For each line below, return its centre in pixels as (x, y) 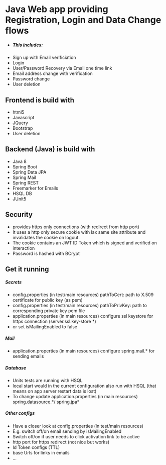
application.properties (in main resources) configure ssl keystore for (83, 316)
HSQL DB (22, 193)
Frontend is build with (40, 100)
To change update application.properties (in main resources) (75, 396)
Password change (31, 79)
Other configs (20, 413)
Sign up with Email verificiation (44, 58)
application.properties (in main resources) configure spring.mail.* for (84, 351)
